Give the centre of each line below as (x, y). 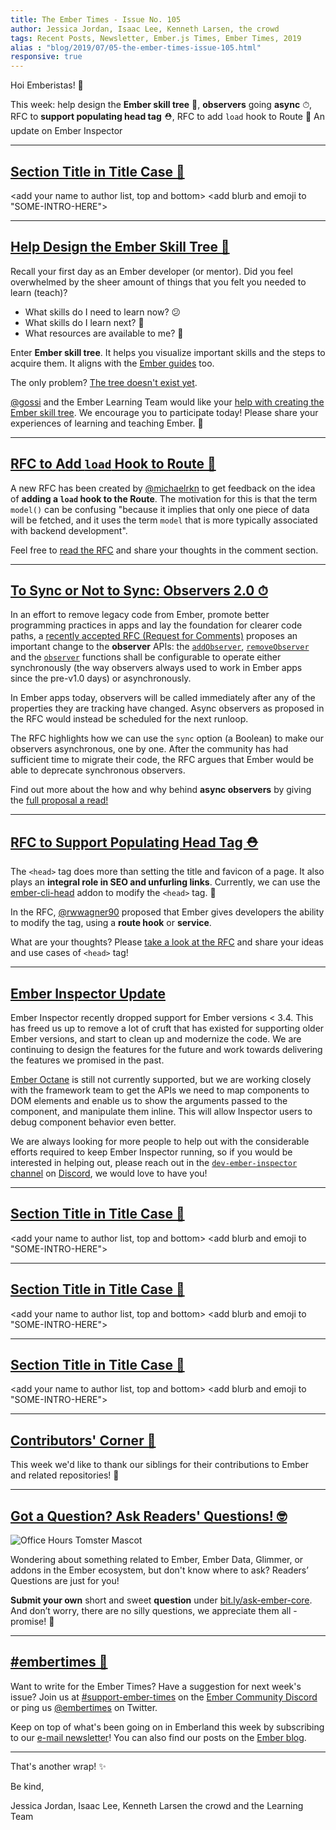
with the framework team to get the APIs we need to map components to (160, 1090)
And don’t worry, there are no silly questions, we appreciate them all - (154, 1611)
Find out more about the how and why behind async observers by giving (161, 790)
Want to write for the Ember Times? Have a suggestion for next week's (156, 1686)
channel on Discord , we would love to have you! (109, 1173)
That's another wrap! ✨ (58, 1766)
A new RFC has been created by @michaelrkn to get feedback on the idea (163, 488)
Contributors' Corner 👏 (83, 1440)
